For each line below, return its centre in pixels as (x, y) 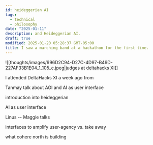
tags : (11, 15)
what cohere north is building (36, 137)
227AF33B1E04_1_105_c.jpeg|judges (43, 68)
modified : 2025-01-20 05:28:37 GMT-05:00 (50, 43)
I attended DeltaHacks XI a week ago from (50, 77)
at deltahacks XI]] (100, 68)
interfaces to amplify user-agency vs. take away (56, 127)
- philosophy (24, 24)
